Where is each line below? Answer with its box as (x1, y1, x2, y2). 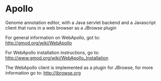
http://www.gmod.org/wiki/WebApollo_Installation (5, 54, 109, 60)
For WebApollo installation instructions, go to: (5, 49, 100, 55)
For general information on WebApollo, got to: (5, 34, 100, 40)
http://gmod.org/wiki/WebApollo (5, 39, 72, 45)
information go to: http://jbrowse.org (5, 69, 81, 75)
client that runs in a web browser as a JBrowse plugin (5, 24, 117, 30)
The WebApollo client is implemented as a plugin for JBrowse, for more (5, 64, 153, 70)
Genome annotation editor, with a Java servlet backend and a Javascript (5, 19, 156, 25)
